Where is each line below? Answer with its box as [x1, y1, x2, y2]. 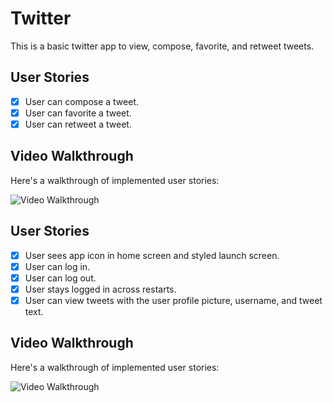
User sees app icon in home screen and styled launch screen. [24, 249, 280, 261]
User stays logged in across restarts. [24, 283, 177, 295]
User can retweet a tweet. [24, 118, 132, 130]
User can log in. [24, 260, 91, 272]
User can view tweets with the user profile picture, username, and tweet [24, 294, 323, 306]
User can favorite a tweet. [24, 107, 132, 119]
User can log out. [24, 272, 97, 284]
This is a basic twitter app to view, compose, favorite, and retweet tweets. [10, 40, 315, 52]
